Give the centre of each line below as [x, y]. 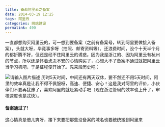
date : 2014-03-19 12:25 [29, 14]
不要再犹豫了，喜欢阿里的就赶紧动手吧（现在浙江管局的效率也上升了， [84, 90]
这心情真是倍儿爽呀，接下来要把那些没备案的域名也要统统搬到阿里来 [74, 120]
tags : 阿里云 [17, 19]
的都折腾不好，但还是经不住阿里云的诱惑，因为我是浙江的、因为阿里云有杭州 [82, 55]
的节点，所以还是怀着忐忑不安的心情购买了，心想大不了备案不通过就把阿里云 [82, 61]
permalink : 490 [21, 28]
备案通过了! [17, 108]
